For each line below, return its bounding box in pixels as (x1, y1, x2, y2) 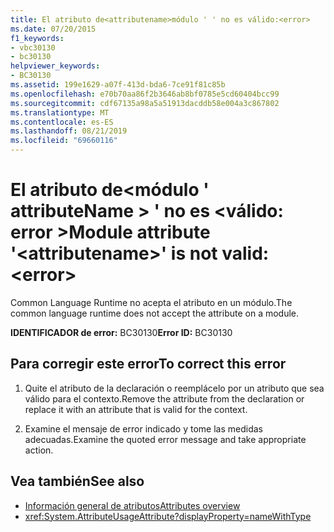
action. (24, 444, 54, 456)
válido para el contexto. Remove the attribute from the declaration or (24, 392, 305, 405)
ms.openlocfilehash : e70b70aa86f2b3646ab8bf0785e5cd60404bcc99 (10, 89, 280, 99)
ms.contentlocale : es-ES (10, 117, 114, 127)
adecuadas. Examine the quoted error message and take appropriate (24, 433, 307, 445)
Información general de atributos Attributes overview (24, 499, 241, 511)
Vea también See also (10, 473, 145, 490)
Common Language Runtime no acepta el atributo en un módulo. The (10, 296, 293, 308)
